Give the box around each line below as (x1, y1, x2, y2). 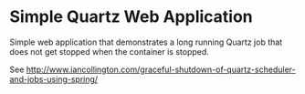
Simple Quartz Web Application (9, 6, 253, 27)
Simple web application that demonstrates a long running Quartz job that (9, 37, 283, 47)
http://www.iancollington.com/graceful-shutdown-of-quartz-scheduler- (26, 64, 296, 75)
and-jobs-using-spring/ (9, 73, 99, 84)
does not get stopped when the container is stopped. (9, 46, 210, 57)
